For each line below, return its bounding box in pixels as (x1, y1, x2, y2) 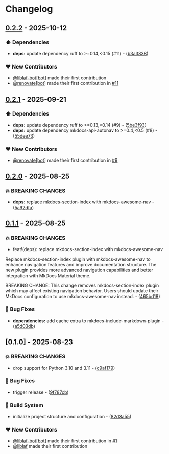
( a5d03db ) (12, 323, 36, 329)
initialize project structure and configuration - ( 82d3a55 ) (12, 414, 132, 420)
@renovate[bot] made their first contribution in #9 (12, 157, 118, 164)
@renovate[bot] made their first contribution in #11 (12, 80, 119, 86)
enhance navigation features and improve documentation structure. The (5, 261, 157, 267)
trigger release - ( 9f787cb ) (12, 389, 69, 395)
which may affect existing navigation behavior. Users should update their (5, 287, 159, 294)
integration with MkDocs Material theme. (5, 272, 91, 279)
